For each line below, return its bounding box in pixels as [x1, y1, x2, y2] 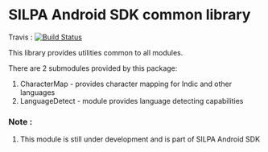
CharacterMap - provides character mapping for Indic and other [19, 79, 233, 88]
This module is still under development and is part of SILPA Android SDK [19, 134, 260, 144]
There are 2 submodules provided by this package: [8, 63, 178, 73]
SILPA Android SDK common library [8, 6, 251, 24]
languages [19, 87, 56, 97]
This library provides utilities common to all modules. [8, 47, 183, 57]
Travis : [8, 32, 33, 42]
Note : [8, 116, 33, 127]
